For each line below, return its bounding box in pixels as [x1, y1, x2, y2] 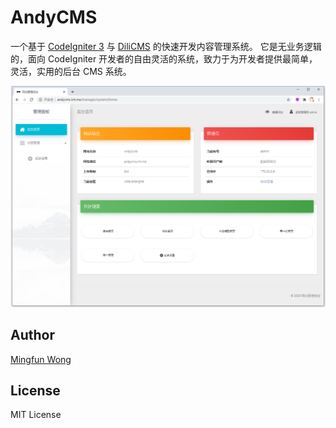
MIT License [10, 409, 62, 421]
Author [10, 327, 55, 344]
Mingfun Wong [10, 353, 72, 365]
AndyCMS [10, 6, 98, 29]
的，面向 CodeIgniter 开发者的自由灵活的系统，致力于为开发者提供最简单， [10, 52, 318, 65]
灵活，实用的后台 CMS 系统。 [10, 65, 132, 77]
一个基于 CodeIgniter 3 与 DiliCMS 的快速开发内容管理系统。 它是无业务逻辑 [10, 40, 322, 52]
